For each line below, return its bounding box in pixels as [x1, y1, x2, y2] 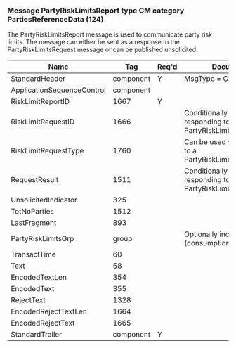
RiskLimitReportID [11, 97, 70, 107]
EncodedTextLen [11, 273, 67, 283]
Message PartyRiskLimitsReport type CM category [7, 6, 185, 15]
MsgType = [183, 74, 221, 84]
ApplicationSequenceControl [11, 85, 107, 95]
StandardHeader [11, 74, 65, 84]
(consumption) [183, 238, 233, 248]
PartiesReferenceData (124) [7, 14, 104, 24]
